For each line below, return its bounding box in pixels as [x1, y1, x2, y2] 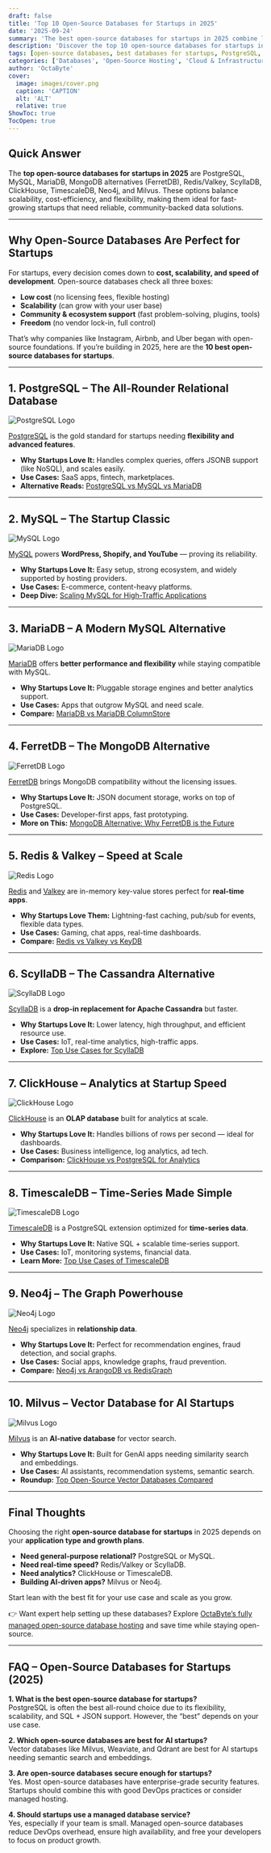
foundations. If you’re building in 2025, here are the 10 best [33, 342, 231, 351]
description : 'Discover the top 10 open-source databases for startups [8, 42, 254, 50]
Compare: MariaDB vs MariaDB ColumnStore [19, 708, 171, 718]
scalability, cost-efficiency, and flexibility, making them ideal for [8, 194, 220, 204]
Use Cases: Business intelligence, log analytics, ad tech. [19, 1146, 209, 1156]
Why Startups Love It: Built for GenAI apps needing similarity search [19, 1449, 249, 1459]
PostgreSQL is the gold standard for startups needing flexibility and [8, 431, 235, 441]
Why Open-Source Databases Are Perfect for [8, 233, 240, 247]
